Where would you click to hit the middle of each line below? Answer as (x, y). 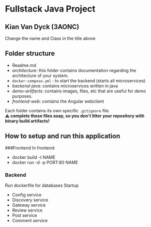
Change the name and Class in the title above (50, 38)
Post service (24, 215)
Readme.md (24, 65)
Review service (27, 210)
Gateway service (29, 205)
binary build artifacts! (27, 121)
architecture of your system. (40, 76)
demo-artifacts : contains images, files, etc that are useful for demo (79, 91)
